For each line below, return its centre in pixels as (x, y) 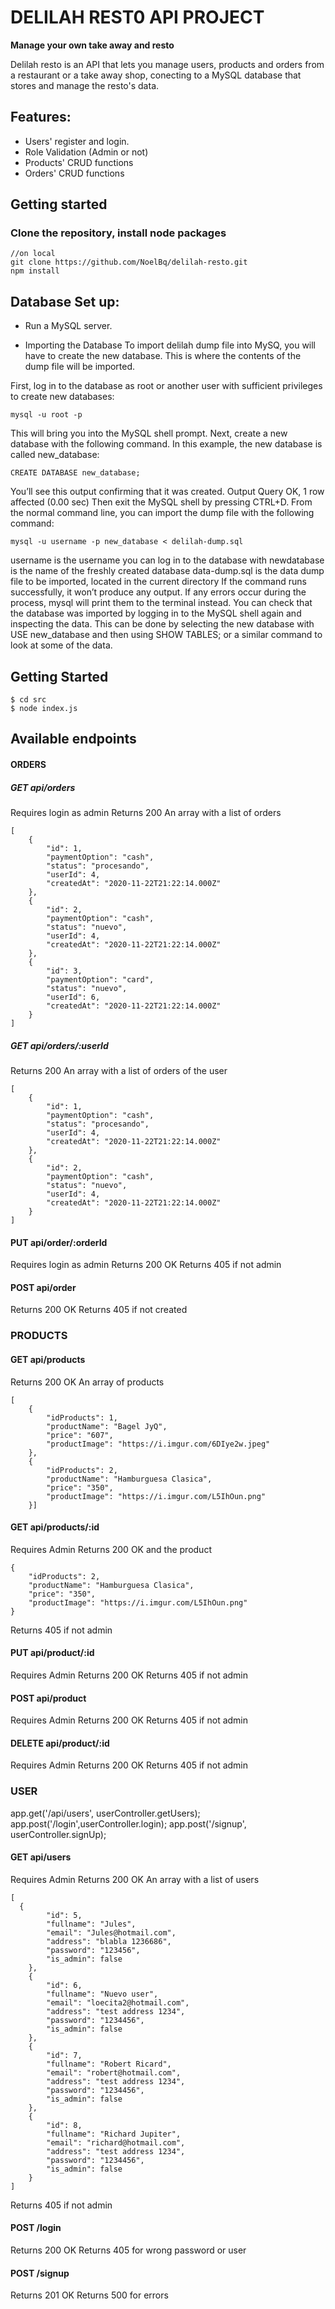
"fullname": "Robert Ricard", (109, 2064)
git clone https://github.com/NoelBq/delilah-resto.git (129, 262)
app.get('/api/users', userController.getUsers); (105, 1813)
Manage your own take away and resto (92, 45)
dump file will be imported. (80, 367)
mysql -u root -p (46, 415)
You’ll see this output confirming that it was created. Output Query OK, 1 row (167, 492)
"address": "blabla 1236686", (109, 1941)
